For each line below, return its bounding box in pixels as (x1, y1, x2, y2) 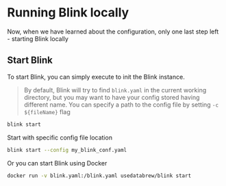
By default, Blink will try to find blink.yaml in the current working (23, 85, 207, 94)
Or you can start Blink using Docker (7, 159, 108, 167)
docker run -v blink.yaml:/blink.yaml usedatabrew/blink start (7, 172, 192, 179)
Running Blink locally (7, 5, 129, 21)
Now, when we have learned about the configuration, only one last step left (7, 27, 219, 36)
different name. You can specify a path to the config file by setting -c (23, 101, 219, 109)
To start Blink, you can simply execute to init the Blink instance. (7, 72, 185, 81)
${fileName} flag (23, 107, 71, 116)
